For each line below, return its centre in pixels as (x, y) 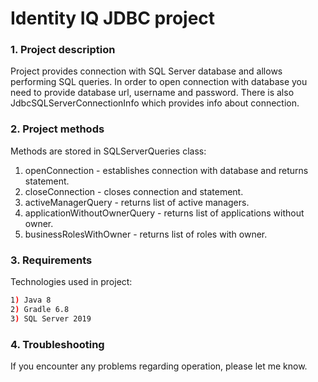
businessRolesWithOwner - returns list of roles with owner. (146, 234)
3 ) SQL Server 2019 (51, 318)
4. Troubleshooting (57, 344)
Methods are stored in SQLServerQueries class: (108, 151)
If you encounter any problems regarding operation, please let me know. (159, 366)
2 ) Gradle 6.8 (40, 309)
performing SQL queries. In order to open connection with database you (159, 82)
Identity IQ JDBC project (113, 18)
